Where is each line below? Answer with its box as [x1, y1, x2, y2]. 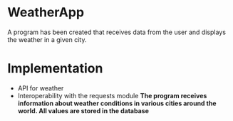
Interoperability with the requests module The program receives [17, 91, 207, 100]
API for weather [17, 83, 64, 93]
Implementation [7, 60, 103, 77]
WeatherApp [7, 4, 84, 21]
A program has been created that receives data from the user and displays [7, 28, 227, 36]
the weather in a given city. [7, 35, 87, 43]
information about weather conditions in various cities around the [17, 99, 217, 107]
